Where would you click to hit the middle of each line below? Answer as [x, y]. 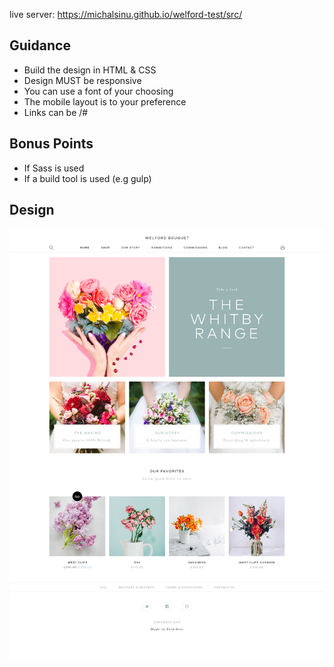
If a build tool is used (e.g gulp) [87, 178]
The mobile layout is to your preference [105, 101]
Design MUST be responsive [82, 80]
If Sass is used [54, 168]
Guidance [40, 45]
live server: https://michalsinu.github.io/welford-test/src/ [126, 14]
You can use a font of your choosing [98, 91]
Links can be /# [56, 112]
